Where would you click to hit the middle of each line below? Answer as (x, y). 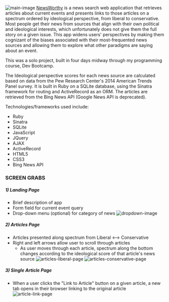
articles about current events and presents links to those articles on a (77, 13)
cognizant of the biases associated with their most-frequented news (76, 40)
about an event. (21, 51)
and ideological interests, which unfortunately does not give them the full (81, 29)
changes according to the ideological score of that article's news (88, 253)
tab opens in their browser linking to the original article (69, 288)
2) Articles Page (23, 225)
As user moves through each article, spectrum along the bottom (87, 248)
